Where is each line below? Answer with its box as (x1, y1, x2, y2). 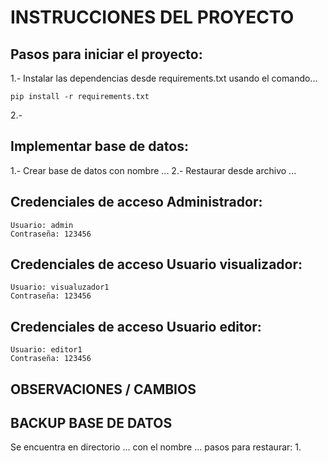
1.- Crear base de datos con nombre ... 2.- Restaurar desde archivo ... (10, 164, 297, 176)
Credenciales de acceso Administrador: (10, 194, 263, 211)
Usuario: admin (10, 220, 74, 230)
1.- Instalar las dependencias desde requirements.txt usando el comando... (10, 72, 318, 84)
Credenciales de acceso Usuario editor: (10, 318, 262, 335)
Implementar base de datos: (10, 138, 189, 155)
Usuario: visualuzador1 (10, 282, 110, 293)
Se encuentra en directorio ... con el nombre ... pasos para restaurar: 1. (10, 441, 302, 453)
